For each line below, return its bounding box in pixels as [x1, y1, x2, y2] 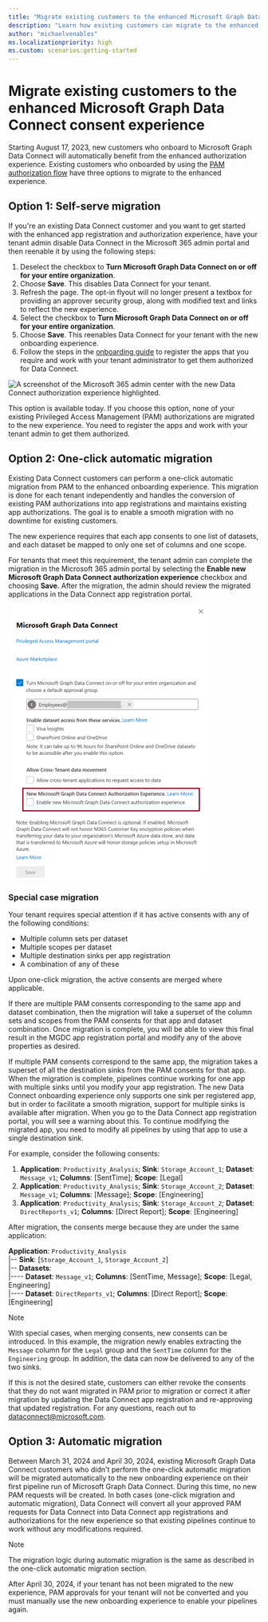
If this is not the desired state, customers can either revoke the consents [8, 1377, 246, 1387]
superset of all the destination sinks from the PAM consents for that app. [8, 1065, 246, 1075]
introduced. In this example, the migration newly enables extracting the [8, 1336, 242, 1346]
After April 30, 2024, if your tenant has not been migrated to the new [8, 1579, 234, 1588]
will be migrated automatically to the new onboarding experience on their [8, 1472, 249, 1483]
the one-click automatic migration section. [8, 1564, 148, 1573]
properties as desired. [8, 1041, 81, 1051]
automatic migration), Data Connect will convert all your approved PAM [8, 1498, 242, 1508]
